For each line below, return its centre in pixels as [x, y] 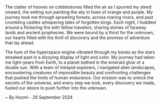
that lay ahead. [20, 43]
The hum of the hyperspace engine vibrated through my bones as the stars [80, 52]
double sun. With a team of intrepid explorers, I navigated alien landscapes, [80, 67]
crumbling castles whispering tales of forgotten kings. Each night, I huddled [80, 22]
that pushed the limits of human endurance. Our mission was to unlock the [79, 78]
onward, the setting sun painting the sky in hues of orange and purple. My [79, 12]
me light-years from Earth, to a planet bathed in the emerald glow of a [75, 62]
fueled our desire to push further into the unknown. [56, 88]
